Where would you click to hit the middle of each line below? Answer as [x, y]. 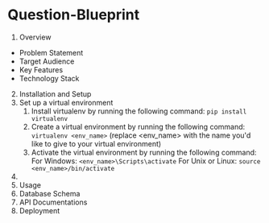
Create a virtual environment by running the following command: [138, 126]
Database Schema [50, 193]
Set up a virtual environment [66, 102]
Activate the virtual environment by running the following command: [144, 152]
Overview [35, 37]
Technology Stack [49, 78]
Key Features [41, 69]
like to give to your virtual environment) [96, 143]
